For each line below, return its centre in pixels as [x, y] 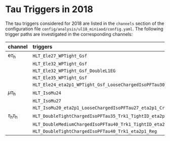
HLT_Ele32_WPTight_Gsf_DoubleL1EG [74, 71]
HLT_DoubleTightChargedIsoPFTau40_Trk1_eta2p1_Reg [95, 131]
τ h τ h [13, 116]
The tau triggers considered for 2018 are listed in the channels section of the [85, 23]
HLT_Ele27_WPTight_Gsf [60, 56]
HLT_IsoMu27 [47, 101]
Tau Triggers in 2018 [49, 9]
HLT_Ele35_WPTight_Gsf [60, 78]
